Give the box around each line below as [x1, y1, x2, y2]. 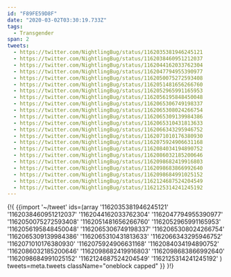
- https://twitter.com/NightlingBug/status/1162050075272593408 [13, 74, 203, 82]
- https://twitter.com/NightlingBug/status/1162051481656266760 [13, 81, 203, 88]
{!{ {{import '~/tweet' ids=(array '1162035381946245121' [7, 203, 169, 211]
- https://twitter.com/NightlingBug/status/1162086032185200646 [13, 152, 203, 159]
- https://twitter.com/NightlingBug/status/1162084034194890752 [13, 145, 203, 152]
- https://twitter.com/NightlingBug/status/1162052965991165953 [13, 87, 203, 94]
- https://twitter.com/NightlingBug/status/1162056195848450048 [13, 94, 203, 101]
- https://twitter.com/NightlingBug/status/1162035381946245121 [13, 49, 203, 56]
